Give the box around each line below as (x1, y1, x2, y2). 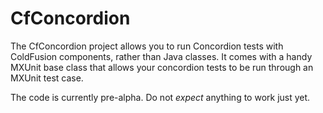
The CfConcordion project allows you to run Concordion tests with (10, 40, 284, 52)
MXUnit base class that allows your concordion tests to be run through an (10, 61, 314, 73)
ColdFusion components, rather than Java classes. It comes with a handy (10, 50, 313, 62)
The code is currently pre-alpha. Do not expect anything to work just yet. (10, 91, 311, 103)
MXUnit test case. (10, 72, 84, 84)
